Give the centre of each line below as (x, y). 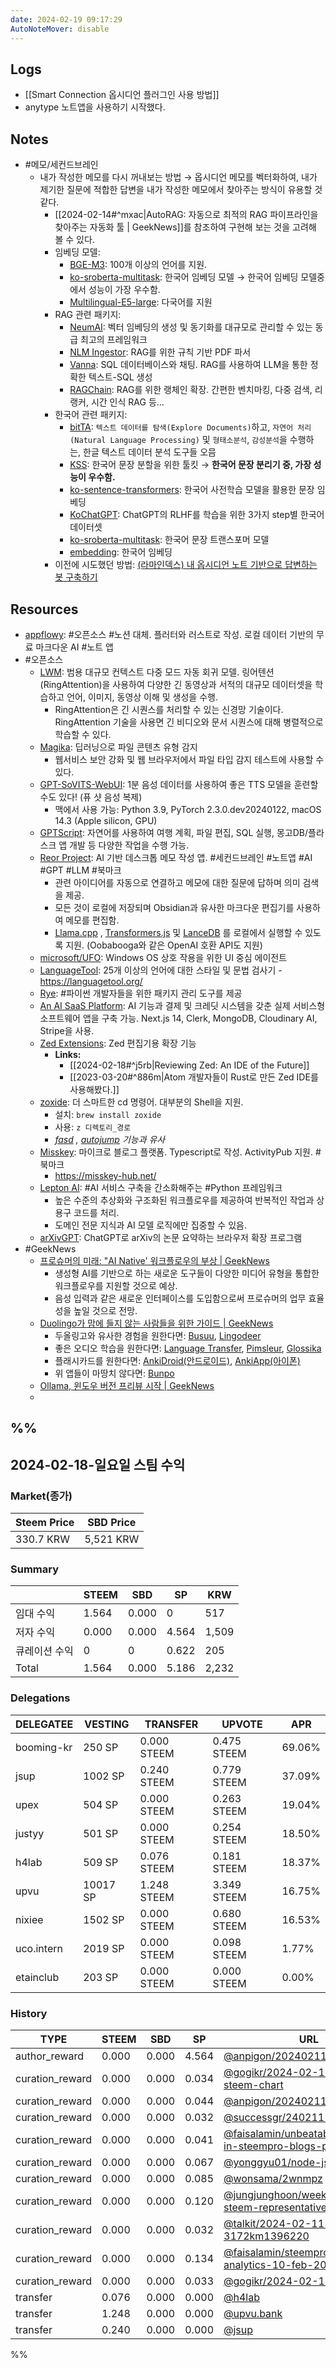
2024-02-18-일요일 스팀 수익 (98, 1464)
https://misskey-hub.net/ (105, 1175)
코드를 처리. (96, 1212)
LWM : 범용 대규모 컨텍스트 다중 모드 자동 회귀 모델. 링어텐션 (157, 672)
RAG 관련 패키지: (88, 315)
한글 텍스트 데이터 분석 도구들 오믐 (150, 452)
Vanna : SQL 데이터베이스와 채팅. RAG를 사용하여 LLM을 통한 (188, 365)
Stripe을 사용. (67, 1030)
